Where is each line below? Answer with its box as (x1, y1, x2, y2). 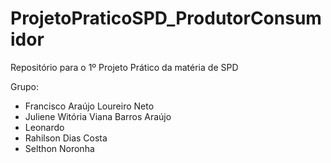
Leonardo (24, 121, 65, 133)
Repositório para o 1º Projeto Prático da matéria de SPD (10, 61, 239, 73)
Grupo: (10, 80, 39, 92)
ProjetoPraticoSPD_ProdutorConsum (10, 7, 322, 30)
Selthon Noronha (24, 142, 95, 154)
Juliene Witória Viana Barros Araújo (24, 110, 172, 122)
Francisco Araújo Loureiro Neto (24, 100, 155, 112)
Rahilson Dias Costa (24, 132, 108, 144)
